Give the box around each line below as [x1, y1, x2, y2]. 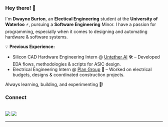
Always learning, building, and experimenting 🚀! [5, 81, 103, 87]
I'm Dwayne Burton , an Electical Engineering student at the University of [5, 16, 158, 22]
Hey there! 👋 [5, 4, 36, 11]
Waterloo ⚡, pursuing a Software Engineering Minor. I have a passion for [5, 21, 156, 27]
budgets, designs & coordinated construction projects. [12, 72, 125, 78]
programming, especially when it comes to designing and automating [5, 28, 147, 34]
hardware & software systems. [5, 34, 68, 40]
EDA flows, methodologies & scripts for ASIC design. [12, 61, 121, 67]
